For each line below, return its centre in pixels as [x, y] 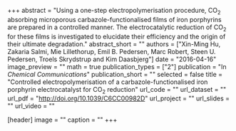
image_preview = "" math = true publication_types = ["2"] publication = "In [117, 66]
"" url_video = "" [31, 106]
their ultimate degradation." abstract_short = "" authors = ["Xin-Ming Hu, [114, 44]
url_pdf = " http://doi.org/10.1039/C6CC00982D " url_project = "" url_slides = [119, 98]
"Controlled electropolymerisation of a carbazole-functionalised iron [108, 82]
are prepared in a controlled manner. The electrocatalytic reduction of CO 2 [117, 28]
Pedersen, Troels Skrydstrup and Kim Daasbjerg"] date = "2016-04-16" [112, 59]
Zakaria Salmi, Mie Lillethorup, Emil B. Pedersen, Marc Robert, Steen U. [112, 51]
